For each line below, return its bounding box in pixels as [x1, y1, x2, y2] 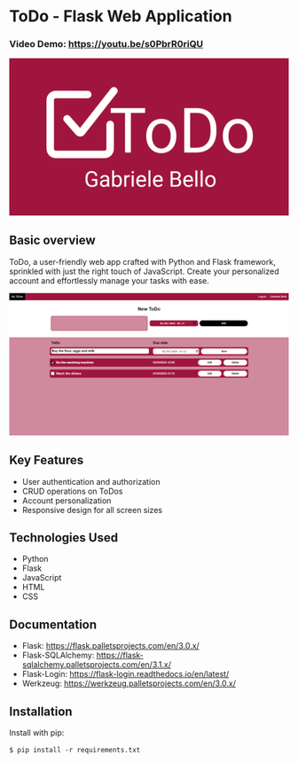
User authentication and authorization [21, 476, 161, 487]
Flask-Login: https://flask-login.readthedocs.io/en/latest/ [21, 669, 230, 680]
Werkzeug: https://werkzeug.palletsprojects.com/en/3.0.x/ [21, 678, 237, 689]
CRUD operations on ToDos [21, 486, 123, 496]
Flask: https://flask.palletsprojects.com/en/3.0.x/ [21, 641, 200, 651]
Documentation [9, 617, 98, 632]
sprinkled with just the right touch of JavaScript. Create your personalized [9, 266, 279, 276]
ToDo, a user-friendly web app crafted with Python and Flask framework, [9, 256, 277, 267]
